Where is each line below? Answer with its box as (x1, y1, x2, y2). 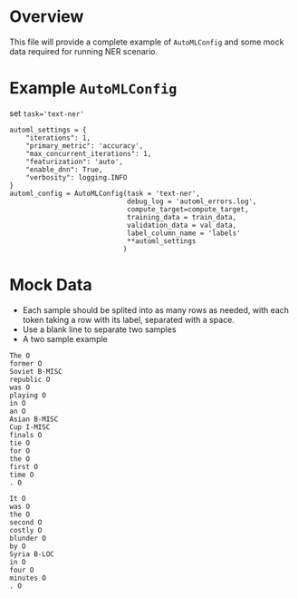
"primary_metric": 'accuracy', (25, 141, 144, 151)
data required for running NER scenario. (9, 45, 159, 56)
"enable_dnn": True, (25, 165, 103, 174)
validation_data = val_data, (126, 221, 237, 230)
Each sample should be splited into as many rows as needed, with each (22, 304, 290, 315)
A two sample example (22, 333, 109, 344)
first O (9, 462, 39, 471)
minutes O (9, 573, 47, 583)
